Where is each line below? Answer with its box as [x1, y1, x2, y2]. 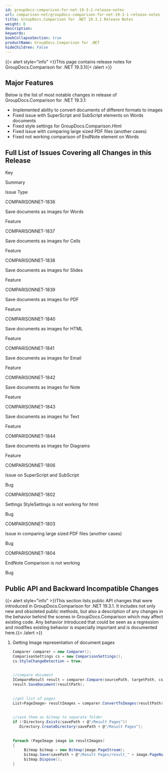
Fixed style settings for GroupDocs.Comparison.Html [12, 123, 122, 129]
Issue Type [5, 189, 28, 195]
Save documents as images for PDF [5, 297, 79, 303]
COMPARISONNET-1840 [5, 316, 56, 322]
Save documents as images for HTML [5, 326, 83, 332]
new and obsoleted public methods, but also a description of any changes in [5, 608, 163, 614]
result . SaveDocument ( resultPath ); [12, 682, 85, 687]
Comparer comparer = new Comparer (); [12, 649, 92, 655]
